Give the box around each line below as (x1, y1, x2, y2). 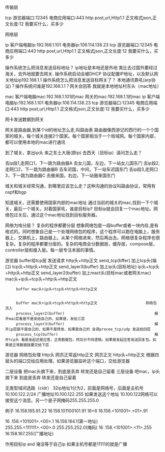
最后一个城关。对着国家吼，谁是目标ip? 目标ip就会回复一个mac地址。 (13, 206, 154, 211)
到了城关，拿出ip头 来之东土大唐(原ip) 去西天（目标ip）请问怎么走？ (5, 150, 142, 155)
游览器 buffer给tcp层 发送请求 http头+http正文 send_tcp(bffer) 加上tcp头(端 (5, 258, 157, 263)
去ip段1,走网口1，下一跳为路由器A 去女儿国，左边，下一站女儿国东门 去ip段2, (5, 160, 160, 166)
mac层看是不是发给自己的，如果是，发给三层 (8, 316, 85, 321)
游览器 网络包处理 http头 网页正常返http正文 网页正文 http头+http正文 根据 (5, 352, 155, 357)
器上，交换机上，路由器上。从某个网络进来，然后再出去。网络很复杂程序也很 (5, 235, 160, 241)
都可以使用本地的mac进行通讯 (5, 139, 66, 145)
